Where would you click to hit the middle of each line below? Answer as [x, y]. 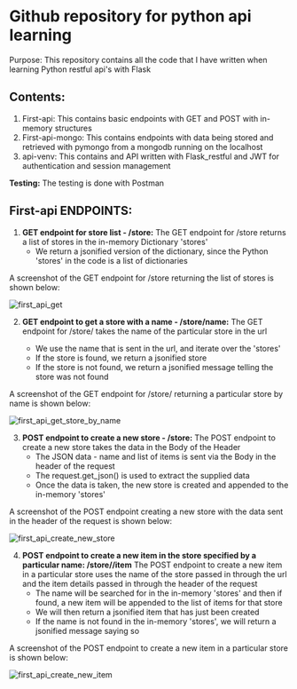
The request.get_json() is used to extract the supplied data [142, 475]
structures [74, 128]
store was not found [72, 376]
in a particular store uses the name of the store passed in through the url [154, 574]
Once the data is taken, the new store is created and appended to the [162, 485]
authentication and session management [96, 165]
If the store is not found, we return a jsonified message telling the [154, 367]
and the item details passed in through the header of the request [140, 583]
